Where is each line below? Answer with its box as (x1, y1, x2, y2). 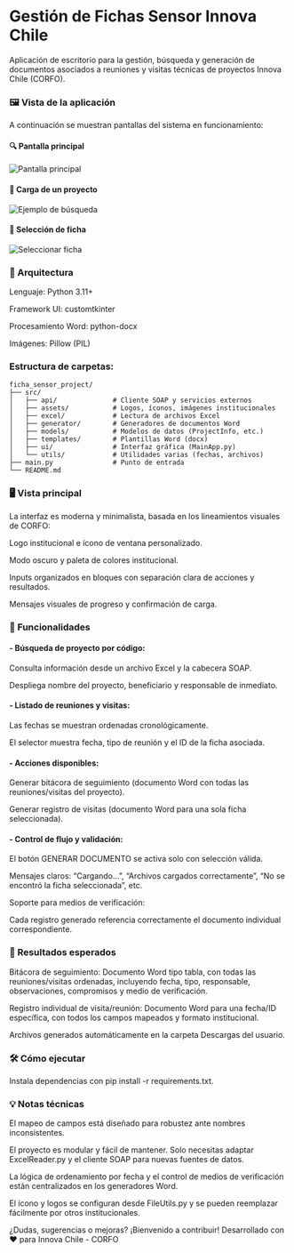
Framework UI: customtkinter (9, 304, 115, 315)
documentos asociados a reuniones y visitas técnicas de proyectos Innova (9, 64, 282, 75)
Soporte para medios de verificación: (9, 897, 146, 908)
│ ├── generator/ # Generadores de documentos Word (9, 420, 241, 429)
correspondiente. (9, 924, 73, 935)
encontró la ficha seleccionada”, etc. (9, 880, 143, 891)
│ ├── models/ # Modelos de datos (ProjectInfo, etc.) (9, 427, 265, 437)
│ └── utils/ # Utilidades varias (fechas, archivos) (9, 451, 265, 460)
